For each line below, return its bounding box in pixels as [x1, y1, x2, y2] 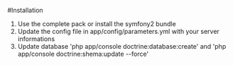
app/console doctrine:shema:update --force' [17, 49, 149, 58]
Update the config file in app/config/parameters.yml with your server [17, 28, 220, 35]
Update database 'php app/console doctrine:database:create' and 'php [17, 42, 227, 50]
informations [17, 35, 55, 43]
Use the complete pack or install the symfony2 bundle [17, 20, 176, 28]
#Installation [7, 6, 44, 14]
